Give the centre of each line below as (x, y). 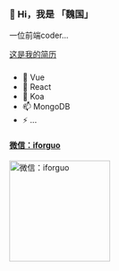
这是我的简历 (33, 55)
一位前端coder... (39, 35)
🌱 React (37, 87)
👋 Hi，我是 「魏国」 (51, 13)
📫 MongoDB (46, 107)
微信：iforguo (35, 144)
